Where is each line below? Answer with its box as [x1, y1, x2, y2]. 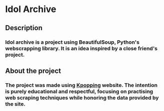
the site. [5, 100, 26, 107]
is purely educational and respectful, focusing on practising [5, 88, 153, 95]
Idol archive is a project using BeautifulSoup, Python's [5, 39, 140, 46]
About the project [5, 66, 61, 75]
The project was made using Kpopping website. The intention [5, 81, 158, 88]
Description [5, 24, 42, 32]
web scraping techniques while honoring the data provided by [5, 94, 159, 101]
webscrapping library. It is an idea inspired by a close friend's [5, 45, 157, 52]
